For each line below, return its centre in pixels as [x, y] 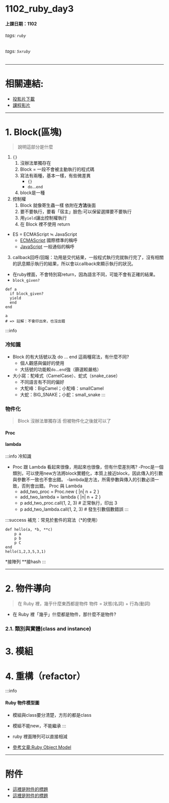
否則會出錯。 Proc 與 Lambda [52, 486]
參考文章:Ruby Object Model [42, 747]
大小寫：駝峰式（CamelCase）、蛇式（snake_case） [66, 375]
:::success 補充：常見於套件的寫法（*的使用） [53, 520]
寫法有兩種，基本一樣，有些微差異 [55, 176]
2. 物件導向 [28, 589]
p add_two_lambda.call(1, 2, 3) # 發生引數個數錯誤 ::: [74, 509]
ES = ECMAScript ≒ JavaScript [45, 234]
